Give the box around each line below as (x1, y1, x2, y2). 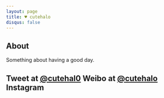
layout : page (6, 8, 38, 15)
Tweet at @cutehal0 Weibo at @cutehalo (6, 73, 158, 83)
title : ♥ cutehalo (6, 14, 51, 20)
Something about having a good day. (6, 57, 95, 64)
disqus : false (6, 19, 41, 25)
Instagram (6, 82, 44, 92)
